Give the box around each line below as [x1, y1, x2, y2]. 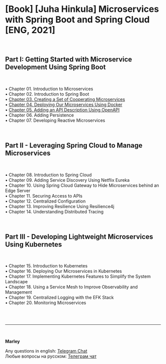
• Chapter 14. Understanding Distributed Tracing [5, 208, 104, 214]
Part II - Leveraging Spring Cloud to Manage [5, 141, 143, 150]
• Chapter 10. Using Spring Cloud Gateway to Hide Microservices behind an [5, 182, 160, 188]
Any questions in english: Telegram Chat [5, 348, 87, 354]
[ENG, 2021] [5, 25, 55, 36]
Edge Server [5, 187, 31, 194]
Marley [5, 338, 20, 345]
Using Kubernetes [5, 240, 62, 249]
